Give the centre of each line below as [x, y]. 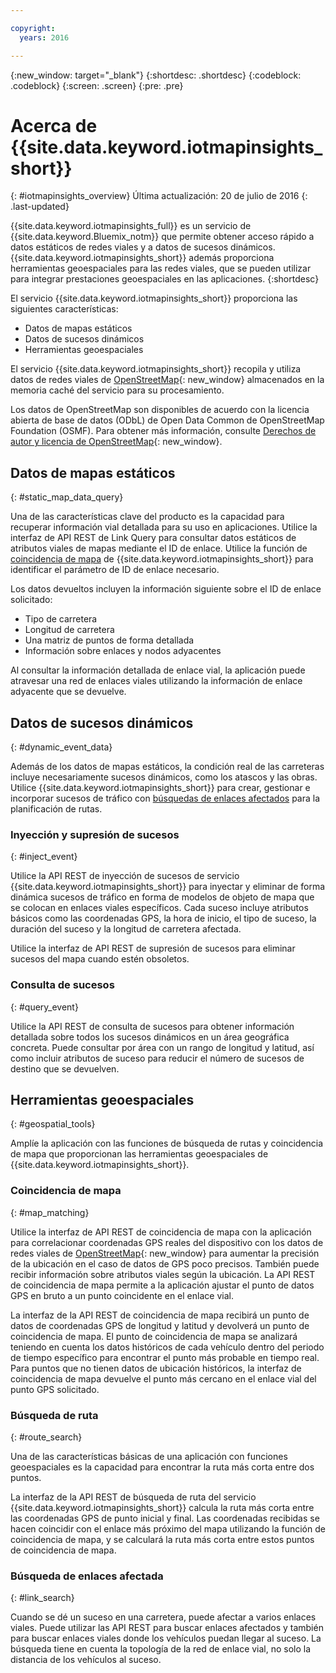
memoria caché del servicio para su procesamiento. [117, 390]
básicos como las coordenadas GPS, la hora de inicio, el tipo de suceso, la [163, 918]
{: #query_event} [44, 1007]
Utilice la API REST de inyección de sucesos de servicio [125, 876]
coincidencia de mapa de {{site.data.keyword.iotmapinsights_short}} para [162, 559]
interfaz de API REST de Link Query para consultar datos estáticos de [153, 538]
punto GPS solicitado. [55, 1389]
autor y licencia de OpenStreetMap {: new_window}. [116, 442]
